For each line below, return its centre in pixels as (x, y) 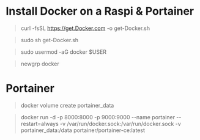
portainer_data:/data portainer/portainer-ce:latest (83, 130)
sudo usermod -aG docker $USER (64, 52)
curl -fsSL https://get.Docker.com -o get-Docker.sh (85, 28)
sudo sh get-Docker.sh (50, 40)
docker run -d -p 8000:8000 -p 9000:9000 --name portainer (98, 117)
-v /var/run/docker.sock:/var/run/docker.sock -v (120, 123)
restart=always (39, 123)
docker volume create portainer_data (67, 105)
